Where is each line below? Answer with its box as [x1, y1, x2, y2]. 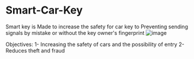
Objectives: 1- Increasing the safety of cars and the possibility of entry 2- [5, 41, 185, 48]
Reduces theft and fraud [5, 47, 65, 54]
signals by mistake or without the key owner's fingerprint [5, 29, 145, 36]
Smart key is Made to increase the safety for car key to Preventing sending [5, 23, 188, 30]
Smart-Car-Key [5, 4, 83, 17]
